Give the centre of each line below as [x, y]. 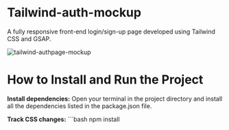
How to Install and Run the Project [105, 80]
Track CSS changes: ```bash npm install [63, 119]
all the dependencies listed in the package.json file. [80, 106]
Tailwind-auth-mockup [74, 13]
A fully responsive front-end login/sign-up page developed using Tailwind [111, 31]
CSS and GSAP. [29, 38]
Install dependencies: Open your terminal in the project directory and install [115, 99]
